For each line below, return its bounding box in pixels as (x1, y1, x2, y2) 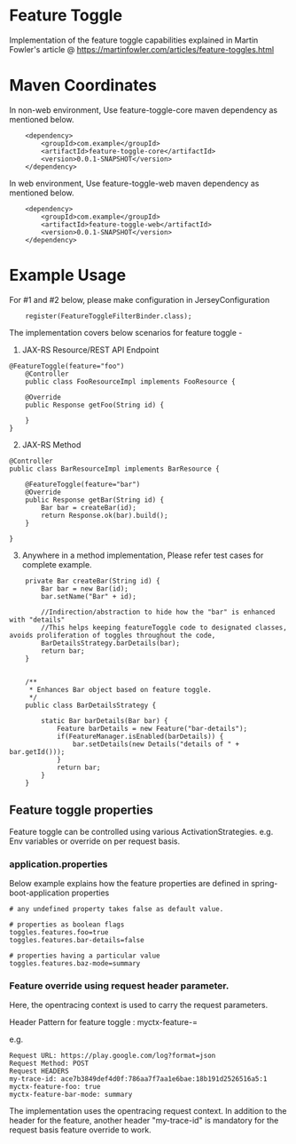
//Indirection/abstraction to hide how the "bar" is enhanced (41, 608, 276, 616)
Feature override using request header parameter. (9, 979, 230, 991)
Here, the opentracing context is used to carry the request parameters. (9, 1000, 269, 1011)
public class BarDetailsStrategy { (25, 701, 157, 710)
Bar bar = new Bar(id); (41, 584, 129, 593)
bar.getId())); (9, 747, 66, 756)
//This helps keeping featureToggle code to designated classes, (41, 623, 288, 632)
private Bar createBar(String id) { (25, 576, 161, 585)
